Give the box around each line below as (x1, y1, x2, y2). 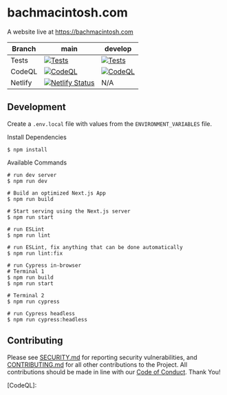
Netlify (10, 78, 32, 87)
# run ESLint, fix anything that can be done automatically (7, 244, 184, 250)
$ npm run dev (7, 178, 48, 184)
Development (7, 101, 67, 113)
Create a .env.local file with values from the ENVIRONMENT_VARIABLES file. (7, 119, 213, 128)
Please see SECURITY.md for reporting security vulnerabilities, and (7, 353, 197, 361)
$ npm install (7, 146, 48, 153)
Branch (12, 43, 36, 53)
